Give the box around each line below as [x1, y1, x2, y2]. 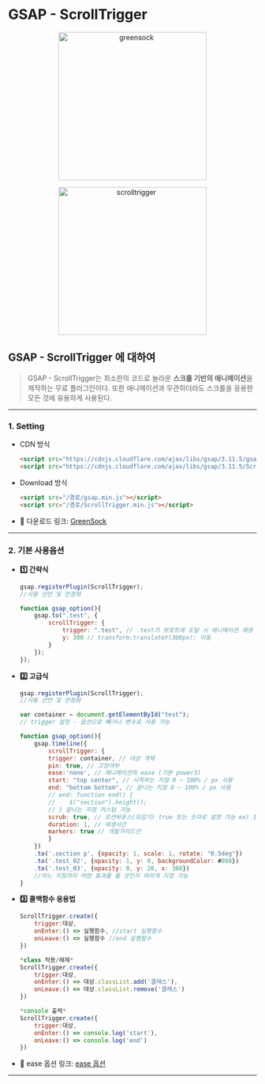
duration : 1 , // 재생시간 [48, 820, 127, 828]
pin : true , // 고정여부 [48, 761, 120, 770]
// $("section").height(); [48, 798, 147, 806]
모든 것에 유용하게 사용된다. [27, 393, 113, 402]
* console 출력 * [19, 1007, 67, 1015]
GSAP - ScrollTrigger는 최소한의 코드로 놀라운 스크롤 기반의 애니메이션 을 [27, 373, 253, 383]
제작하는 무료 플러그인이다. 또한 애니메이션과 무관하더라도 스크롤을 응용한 [27, 383, 254, 392]
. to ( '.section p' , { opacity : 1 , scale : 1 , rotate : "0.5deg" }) [34, 850, 243, 858]
